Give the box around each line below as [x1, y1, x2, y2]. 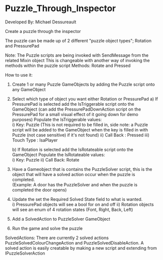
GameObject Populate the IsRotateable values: [12, 151, 105, 158]
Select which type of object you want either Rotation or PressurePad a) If [12, 96, 158, 102]
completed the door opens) [12, 187, 67, 193]
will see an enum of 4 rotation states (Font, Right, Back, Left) [12, 207, 133, 212]
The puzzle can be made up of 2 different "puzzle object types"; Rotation [5, 37, 152, 44]
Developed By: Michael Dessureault [5, 19, 77, 25]
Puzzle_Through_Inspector [5, 3, 116, 14]
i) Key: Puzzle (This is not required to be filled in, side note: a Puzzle [12, 122, 148, 128]
